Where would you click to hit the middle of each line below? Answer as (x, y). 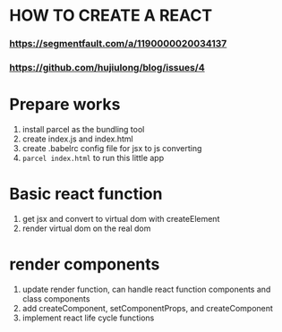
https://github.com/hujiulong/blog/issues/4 (107, 68)
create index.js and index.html (77, 139)
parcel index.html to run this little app (93, 157)
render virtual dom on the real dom (86, 228)
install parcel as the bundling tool (83, 129)
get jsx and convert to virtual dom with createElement (121, 218)
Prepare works (65, 105)
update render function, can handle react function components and (146, 289)
